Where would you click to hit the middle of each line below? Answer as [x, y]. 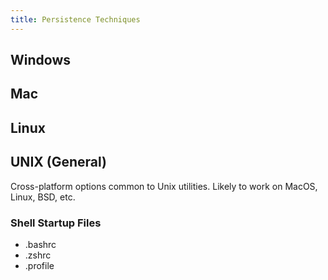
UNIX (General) [58, 162]
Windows [40, 60]
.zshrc [38, 255]
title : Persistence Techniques [75, 19]
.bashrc [40, 244]
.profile [39, 265]
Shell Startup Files [56, 223]
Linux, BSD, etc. [43, 197]
